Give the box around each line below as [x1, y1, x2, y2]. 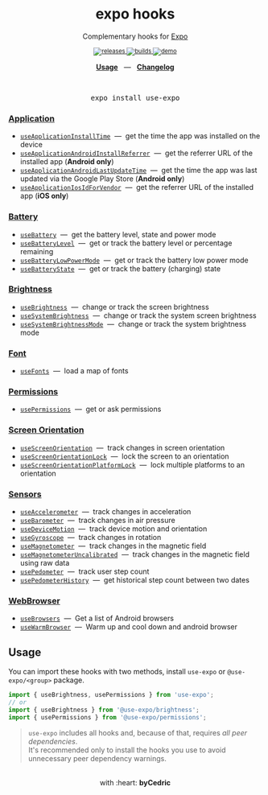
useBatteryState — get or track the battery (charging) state [19, 263, 221, 274]
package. [53, 675, 85, 685]
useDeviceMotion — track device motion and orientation [19, 524, 208, 533]
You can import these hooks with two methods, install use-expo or [8, 667, 226, 677]
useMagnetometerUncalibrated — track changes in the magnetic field [19, 550, 249, 559]
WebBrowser [8, 595, 60, 606]
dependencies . [27, 736, 78, 746]
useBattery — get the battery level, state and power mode [19, 229, 216, 239]
